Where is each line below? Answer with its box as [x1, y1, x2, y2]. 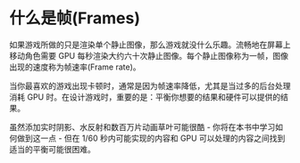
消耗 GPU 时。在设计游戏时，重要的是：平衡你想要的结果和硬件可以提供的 [9, 91, 281, 102]
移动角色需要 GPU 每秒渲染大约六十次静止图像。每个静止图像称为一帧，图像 [9, 50, 288, 61]
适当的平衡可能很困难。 [9, 143, 96, 154]
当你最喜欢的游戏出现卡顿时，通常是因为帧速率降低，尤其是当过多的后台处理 [9, 80, 291, 91]
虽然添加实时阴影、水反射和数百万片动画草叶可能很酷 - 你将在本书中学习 [9, 121, 276, 132]
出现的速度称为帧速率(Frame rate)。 [9, 61, 141, 72]
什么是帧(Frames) [9, 8, 141, 29]
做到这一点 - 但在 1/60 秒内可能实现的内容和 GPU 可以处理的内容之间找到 [16, 133, 286, 143]
